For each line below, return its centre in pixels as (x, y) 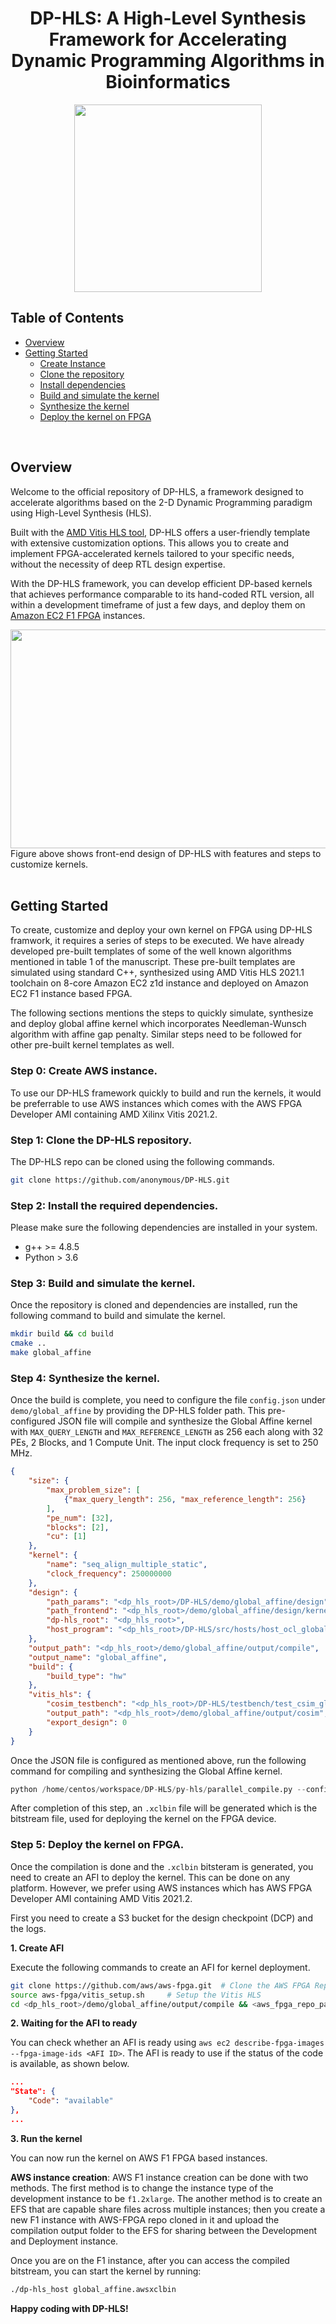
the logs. (28, 1928)
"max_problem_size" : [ (93, 1490)
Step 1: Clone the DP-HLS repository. (101, 1140)
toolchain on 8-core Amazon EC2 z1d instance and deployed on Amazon (159, 983)
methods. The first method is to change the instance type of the (142, 2188)
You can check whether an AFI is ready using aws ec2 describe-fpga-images (167, 2043)
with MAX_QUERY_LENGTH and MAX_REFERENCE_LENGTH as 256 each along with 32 (167, 1432)
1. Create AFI (37, 1948)
